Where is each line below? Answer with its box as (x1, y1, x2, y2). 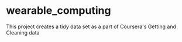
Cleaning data (6, 29, 40, 36)
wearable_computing (6, 4, 111, 17)
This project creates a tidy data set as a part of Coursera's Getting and (6, 23, 177, 30)
